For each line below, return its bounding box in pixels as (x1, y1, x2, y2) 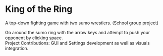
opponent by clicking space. (5, 35, 63, 41)
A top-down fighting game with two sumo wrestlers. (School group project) (5, 20, 159, 26)
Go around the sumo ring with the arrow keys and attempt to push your (5, 29, 150, 35)
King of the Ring (5, 3, 73, 15)
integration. (5, 45, 29, 51)
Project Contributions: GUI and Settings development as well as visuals (5, 40, 150, 46)
